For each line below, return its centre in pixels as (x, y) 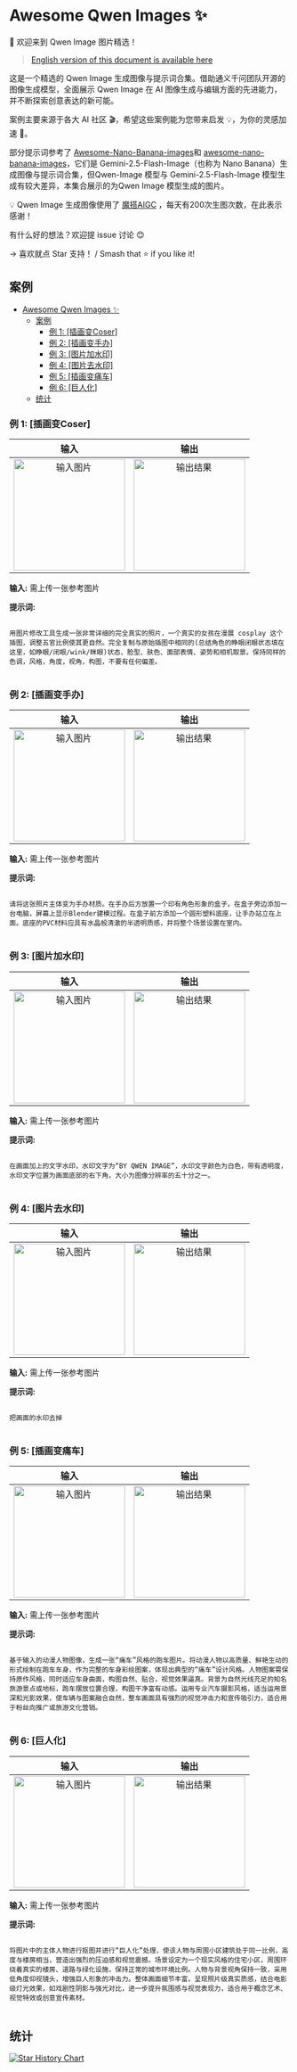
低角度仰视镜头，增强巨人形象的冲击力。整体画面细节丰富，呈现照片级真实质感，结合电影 (148, 1979)
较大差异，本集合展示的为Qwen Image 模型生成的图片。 (127, 185)
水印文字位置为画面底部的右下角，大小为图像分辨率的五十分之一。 (112, 1175)
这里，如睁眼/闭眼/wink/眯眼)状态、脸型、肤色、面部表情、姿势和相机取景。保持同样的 (148, 653)
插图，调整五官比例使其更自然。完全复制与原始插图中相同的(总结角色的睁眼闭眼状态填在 (147, 643)
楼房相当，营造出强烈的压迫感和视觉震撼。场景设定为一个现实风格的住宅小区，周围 (151, 1960)
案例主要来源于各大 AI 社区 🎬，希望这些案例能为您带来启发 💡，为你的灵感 (144, 119)
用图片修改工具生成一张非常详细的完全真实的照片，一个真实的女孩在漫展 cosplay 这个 (146, 634)
